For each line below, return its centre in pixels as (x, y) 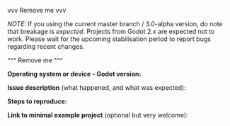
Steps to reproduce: (37, 101)
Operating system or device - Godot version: (74, 74)
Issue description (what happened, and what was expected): (97, 87)
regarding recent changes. (46, 46)
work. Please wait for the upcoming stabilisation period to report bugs (109, 39)
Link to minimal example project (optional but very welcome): (98, 115)
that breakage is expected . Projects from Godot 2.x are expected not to (111, 31)
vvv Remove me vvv (37, 10)
